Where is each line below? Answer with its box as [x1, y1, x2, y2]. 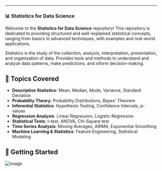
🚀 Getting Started [5, 148, 58, 156]
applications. [5, 41, 30, 47]
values [12, 108, 26, 114]
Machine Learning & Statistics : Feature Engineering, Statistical [12, 129, 138, 135]
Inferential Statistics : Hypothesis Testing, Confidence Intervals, [12, 103, 139, 109]
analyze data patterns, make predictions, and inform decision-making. [5, 61, 145, 66]
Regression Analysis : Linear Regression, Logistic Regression [12, 113, 134, 119]
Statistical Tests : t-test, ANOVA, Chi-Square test [12, 118, 109, 124]
